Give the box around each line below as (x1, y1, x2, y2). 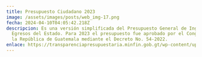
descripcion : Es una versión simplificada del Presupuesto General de (6, 25, 187, 31)
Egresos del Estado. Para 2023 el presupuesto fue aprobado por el (11, 31, 185, 37)
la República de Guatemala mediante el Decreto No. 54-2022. (11, 36, 168, 42)
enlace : (6, 42, 26, 48)
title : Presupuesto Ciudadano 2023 (6, 8, 96, 15)
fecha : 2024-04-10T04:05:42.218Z (6, 20, 90, 26)
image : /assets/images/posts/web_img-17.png (6, 14, 120, 20)
